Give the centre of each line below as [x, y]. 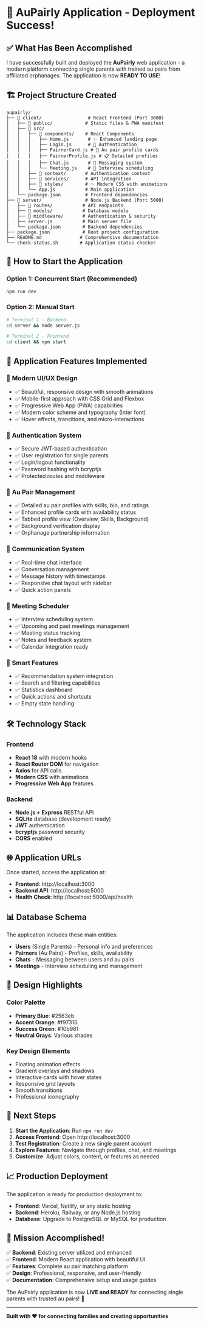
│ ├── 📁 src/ [25, 128]
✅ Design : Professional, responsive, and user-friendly [74, 1273]
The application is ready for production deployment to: [74, 1194]
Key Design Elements [38, 1051]
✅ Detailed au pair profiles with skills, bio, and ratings [82, 505]
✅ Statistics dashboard [44, 690]
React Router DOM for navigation [57, 764]
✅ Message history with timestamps [60, 576]
